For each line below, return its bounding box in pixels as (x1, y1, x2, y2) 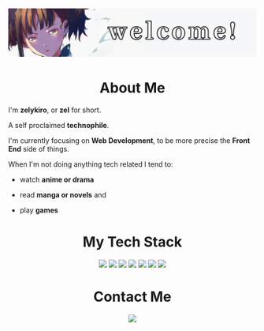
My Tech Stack (82, 233, 183, 251)
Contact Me (93, 288, 172, 306)
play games (19, 205, 59, 215)
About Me (99, 79, 165, 97)
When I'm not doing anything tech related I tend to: (8, 160, 173, 169)
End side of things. (8, 145, 69, 154)
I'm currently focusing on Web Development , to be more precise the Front (8, 136, 251, 145)
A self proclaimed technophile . (8, 121, 110, 130)
